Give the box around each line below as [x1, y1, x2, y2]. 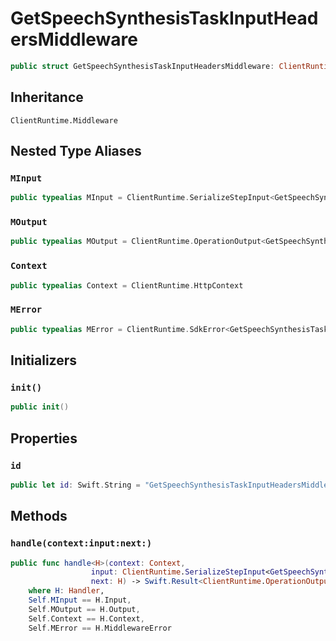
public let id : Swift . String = [10, 480, 141, 490]
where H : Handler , [28, 586, 105, 596]
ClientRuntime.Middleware [10, 115, 118, 126]
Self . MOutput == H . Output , [28, 604, 141, 614]
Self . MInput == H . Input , [28, 595, 132, 606]
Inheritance [10, 89, 84, 106]
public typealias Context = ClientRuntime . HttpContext [10, 280, 244, 291]
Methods [10, 508, 68, 525]
